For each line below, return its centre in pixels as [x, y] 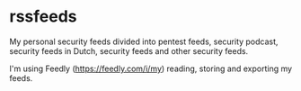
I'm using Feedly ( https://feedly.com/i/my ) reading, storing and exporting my [151, 68]
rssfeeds [43, 17]
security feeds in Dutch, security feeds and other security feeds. [129, 50]
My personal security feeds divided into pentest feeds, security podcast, [144, 41]
